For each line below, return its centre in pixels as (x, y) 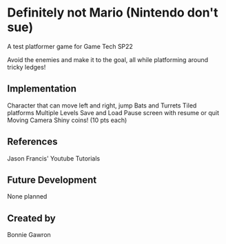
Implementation (42, 89)
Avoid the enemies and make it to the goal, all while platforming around (108, 59)
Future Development (52, 180)
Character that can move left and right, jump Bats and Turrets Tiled (102, 105)
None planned (27, 196)
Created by (32, 218)
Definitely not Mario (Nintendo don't (113, 13)
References (32, 142)
